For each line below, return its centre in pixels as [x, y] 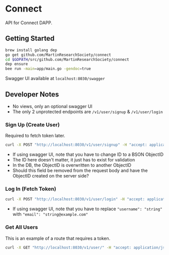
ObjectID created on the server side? [51, 176]
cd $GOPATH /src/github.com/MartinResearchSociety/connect [67, 59]
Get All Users [22, 227]
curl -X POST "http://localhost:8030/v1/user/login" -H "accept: [75, 199]
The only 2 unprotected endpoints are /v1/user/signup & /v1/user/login [88, 112]
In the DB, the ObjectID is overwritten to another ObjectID [72, 165]
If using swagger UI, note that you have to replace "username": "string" [87, 209]
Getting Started [30, 38]
